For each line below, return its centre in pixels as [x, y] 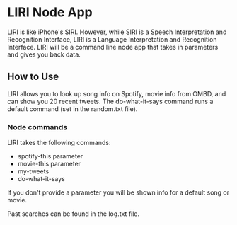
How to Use [33, 77]
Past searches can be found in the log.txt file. [74, 214]
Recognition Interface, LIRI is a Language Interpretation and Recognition [112, 39]
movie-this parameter [49, 164]
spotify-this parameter [50, 156]
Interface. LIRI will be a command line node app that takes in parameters [113, 47]
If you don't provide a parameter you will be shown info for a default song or [118, 192]
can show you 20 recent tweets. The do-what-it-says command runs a [110, 101]
